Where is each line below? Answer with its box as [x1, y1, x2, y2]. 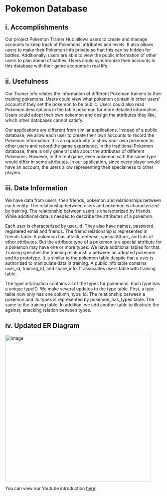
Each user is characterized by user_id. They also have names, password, [5, 223, 155, 229]
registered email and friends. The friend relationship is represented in [5, 228, 148, 234]
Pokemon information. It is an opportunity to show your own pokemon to [5, 137, 154, 143]
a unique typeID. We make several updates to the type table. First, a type [5, 286, 155, 292]
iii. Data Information [5, 184, 68, 193]
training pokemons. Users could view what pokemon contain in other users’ [5, 96, 161, 102]
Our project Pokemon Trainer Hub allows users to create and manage [5, 36, 148, 42]
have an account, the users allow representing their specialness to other [5, 164, 154, 170]
